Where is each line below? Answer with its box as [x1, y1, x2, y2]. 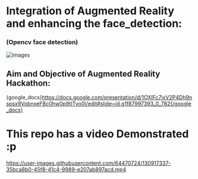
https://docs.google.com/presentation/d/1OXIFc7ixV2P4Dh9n [42, 94, 193, 101]
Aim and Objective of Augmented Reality [6, 68, 161, 78]
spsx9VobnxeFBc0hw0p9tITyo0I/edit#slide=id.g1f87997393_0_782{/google [6, 100, 191, 108]
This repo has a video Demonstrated [6, 127, 189, 141]
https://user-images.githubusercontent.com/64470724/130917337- [6, 159, 171, 167]
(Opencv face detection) [6, 38, 78, 46]
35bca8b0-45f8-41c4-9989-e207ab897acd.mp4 [6, 166, 127, 173]
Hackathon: [6, 78, 51, 88]
